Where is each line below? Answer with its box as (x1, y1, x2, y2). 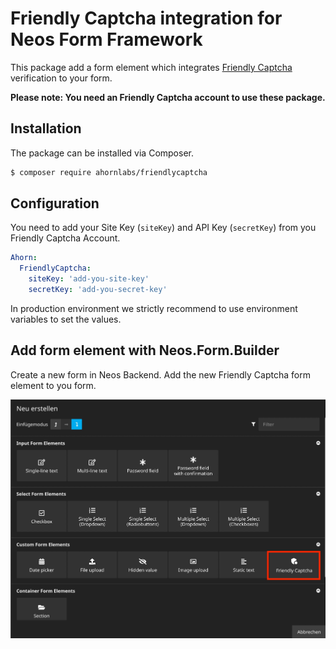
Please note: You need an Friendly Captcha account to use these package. (10, 91, 326, 103)
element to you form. (10, 379, 97, 391)
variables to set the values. (10, 313, 122, 325)
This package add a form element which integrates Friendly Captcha (10, 61, 293, 73)
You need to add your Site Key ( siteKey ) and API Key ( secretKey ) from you (10, 222, 317, 234)
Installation (10, 120, 82, 137)
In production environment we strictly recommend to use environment (10, 302, 298, 314)
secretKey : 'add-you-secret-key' (28, 285, 168, 295)
